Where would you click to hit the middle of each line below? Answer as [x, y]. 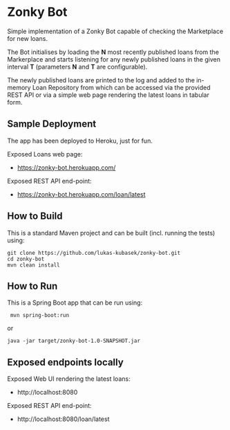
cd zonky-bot [26, 259]
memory [19, 87]
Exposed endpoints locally [66, 362]
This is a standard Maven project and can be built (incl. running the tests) [111, 233]
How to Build [35, 216]
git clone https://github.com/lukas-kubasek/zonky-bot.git [94, 253]
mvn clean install [33, 265]
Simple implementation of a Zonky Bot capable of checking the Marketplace [115, 31]
